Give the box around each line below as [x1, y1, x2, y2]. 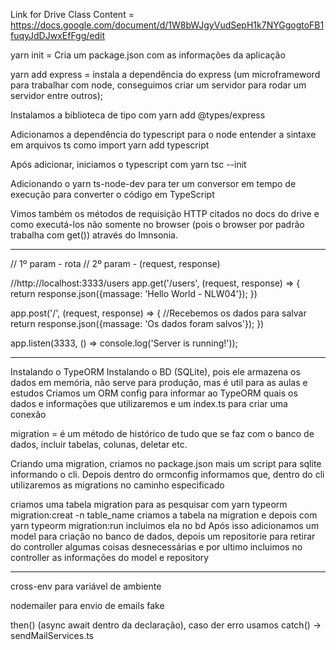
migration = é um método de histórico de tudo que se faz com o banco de [10, 428, 315, 439]
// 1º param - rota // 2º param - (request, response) [10, 258, 221, 269]
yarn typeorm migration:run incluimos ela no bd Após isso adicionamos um [10, 520, 320, 531]
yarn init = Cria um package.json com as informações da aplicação [10, 49, 286, 61]
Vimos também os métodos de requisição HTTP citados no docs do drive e [10, 208, 320, 219]
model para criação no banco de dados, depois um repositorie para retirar [10, 530, 316, 542]
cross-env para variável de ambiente [10, 580, 162, 592]
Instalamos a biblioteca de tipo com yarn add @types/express [10, 109, 266, 121]
